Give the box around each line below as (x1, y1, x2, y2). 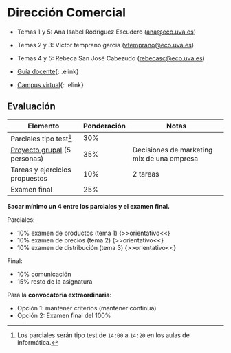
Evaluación (7, 101, 56, 113)
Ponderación (83, 121, 126, 130)
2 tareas (132, 170, 159, 179)
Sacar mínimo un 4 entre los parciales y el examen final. (7, 203, 170, 211)
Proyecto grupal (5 (10, 146, 71, 155)
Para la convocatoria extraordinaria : (7, 291, 112, 299)
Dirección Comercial (7, 5, 126, 21)
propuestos (10, 174, 48, 183)
